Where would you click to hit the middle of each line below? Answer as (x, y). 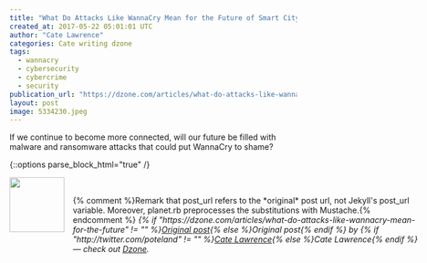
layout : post (34, 103)
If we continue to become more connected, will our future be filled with (143, 137)
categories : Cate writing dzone (71, 43)
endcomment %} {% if (115, 220)
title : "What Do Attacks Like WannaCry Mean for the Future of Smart (145, 18)
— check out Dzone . (111, 249)
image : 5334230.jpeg (49, 111)
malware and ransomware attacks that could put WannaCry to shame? (141, 147)
